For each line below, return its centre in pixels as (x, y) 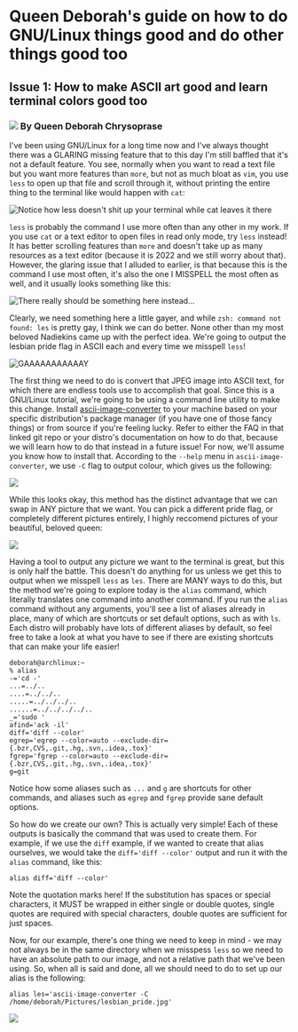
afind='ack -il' (39, 725)
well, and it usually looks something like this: (90, 283)
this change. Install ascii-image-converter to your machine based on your (143, 409)
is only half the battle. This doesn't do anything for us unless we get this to (145, 571)
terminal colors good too (78, 101)
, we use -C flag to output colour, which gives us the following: (158, 465)
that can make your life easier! (64, 647)
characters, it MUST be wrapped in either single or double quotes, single (142, 904)
